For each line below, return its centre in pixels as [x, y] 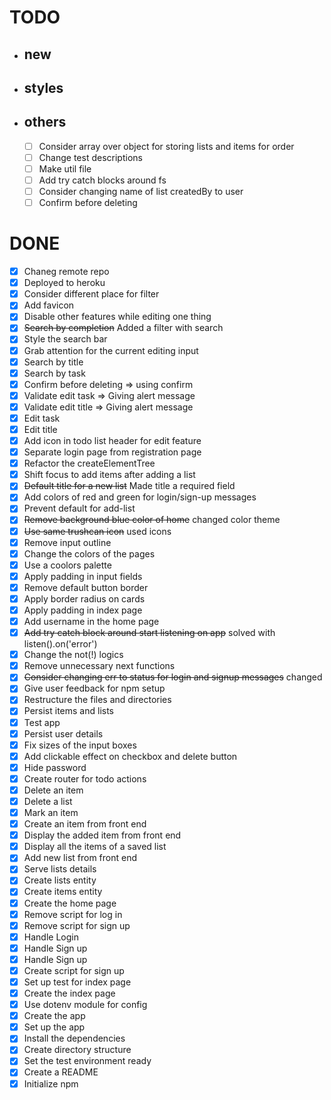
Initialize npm [51, 1083]
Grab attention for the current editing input [111, 350]
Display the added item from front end [102, 835]
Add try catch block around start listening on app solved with [149, 633]
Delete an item [53, 790]
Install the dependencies [74, 1038]
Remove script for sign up [77, 925]
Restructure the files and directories [97, 700]
